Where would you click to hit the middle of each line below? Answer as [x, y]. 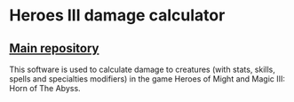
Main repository [54, 48]
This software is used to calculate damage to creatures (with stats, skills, [142, 69]
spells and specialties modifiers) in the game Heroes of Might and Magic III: [147, 79]
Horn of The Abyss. [45, 88]
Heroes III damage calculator [117, 16]
